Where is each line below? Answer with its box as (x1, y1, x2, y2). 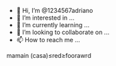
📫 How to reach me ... (16, 36, 80, 44)
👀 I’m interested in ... (16, 14, 75, 22)
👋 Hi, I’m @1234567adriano (16, 7, 93, 14)
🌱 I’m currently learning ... (16, 21, 90, 29)
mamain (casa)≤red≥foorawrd (6, 52, 92, 59)
